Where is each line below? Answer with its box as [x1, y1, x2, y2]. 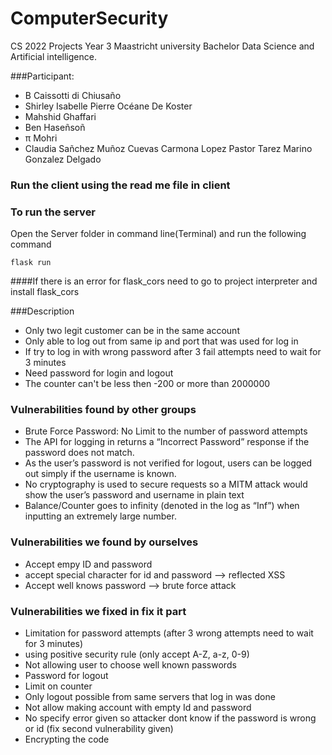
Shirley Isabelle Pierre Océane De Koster [24, 100, 193, 112]
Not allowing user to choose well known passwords [24, 659, 237, 671]
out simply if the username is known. [24, 468, 177, 480]
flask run [10, 258, 52, 268]
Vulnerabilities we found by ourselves [10, 535, 199, 549]
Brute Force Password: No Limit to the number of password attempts [24, 425, 308, 437]
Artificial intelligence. [10, 50, 97, 62]
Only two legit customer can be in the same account [24, 325, 240, 337]
